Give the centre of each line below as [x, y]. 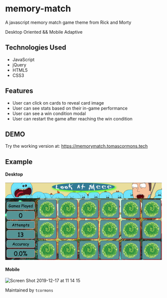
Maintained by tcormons [29, 290]
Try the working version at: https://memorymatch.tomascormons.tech [77, 146]
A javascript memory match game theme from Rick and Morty [68, 22]
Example [19, 162]
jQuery [19, 64]
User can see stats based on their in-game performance [70, 108]
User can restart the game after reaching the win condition [72, 119]
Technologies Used [36, 48]
